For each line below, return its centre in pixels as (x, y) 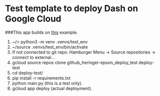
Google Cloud (33, 19)
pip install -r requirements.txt (41, 78)
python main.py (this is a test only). (47, 83)
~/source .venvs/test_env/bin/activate (50, 47)
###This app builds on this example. (42, 32)
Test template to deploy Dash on (72, 9)
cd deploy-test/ (27, 73)
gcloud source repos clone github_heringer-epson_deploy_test (75, 62)
